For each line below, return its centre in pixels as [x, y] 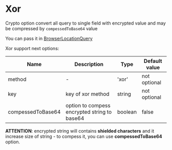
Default [153, 61]
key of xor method [88, 94]
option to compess [88, 105]
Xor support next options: [32, 48]
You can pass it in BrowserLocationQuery [49, 38]
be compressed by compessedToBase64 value [51, 28]
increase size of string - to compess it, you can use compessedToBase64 [84, 136]
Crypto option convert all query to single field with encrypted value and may [86, 23]
